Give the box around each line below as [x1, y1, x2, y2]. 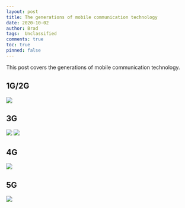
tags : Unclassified [6, 31, 58, 37]
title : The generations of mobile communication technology [6, 14, 158, 20]
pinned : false [6, 48, 42, 53]
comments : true [6, 36, 44, 42]
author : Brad [6, 25, 39, 31]
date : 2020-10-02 [6, 20, 49, 26]
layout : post [6, 8, 39, 15]
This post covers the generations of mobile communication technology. [6, 64, 180, 71]
